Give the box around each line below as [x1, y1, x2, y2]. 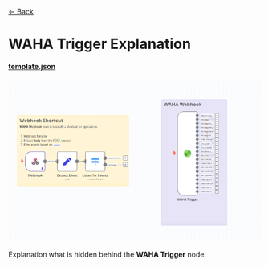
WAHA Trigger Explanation [8, 35, 191, 53]
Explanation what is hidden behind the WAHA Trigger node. [8, 249, 207, 260]
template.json [8, 61, 56, 71]
